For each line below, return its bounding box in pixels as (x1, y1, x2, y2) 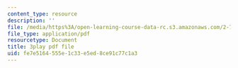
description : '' (7, 17, 55, 24)
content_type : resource (7, 10, 78, 18)
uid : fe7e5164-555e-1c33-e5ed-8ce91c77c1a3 (7, 50, 138, 57)
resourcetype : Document (7, 37, 78, 44)
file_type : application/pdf (7, 30, 91, 38)
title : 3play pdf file (7, 43, 74, 50)
